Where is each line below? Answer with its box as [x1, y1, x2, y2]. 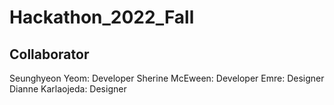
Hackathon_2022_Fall [9, 6, 195, 29]
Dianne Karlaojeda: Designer [9, 83, 127, 95]
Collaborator [9, 46, 90, 63]
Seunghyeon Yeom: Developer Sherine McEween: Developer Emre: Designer [9, 72, 325, 84]
